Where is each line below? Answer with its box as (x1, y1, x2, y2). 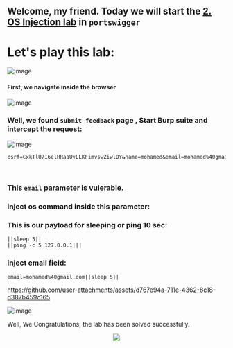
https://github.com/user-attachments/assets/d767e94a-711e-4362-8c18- (7, 286, 216, 294)
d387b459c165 (7, 293, 51, 302)
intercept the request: (7, 124, 83, 134)
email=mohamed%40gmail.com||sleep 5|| (7, 274, 119, 281)
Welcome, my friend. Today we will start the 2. (7, 6, 212, 17)
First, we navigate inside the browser (7, 82, 116, 91)
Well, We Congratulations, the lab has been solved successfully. (7, 320, 190, 329)
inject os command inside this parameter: (7, 201, 150, 211)
